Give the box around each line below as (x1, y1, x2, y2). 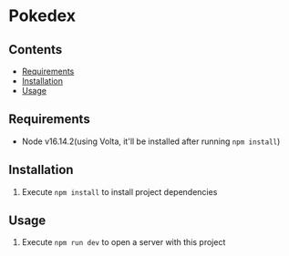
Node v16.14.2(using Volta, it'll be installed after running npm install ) (21, 136, 281, 147)
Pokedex (8, 5, 77, 26)
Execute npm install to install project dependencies (21, 186, 218, 197)
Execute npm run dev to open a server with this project (21, 237, 226, 248)
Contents (8, 42, 63, 57)
